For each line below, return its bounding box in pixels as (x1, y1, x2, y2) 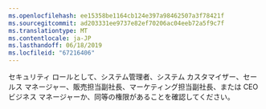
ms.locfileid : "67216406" (8, 49, 95, 57)
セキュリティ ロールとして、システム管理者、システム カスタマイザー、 (8, 72, 243, 81)
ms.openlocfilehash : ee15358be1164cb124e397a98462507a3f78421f (8, 11, 225, 20)
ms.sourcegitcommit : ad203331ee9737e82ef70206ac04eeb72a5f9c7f (8, 19, 225, 27)
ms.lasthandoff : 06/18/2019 (8, 42, 103, 50)
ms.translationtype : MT (8, 26, 88, 34)
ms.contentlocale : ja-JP (8, 34, 92, 42)
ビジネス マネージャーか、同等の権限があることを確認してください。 (8, 92, 235, 101)
